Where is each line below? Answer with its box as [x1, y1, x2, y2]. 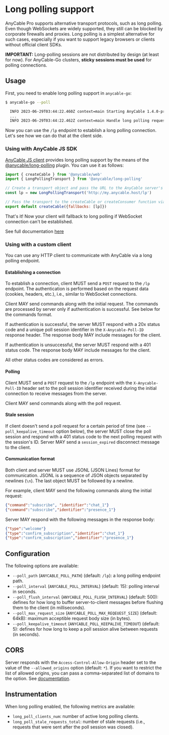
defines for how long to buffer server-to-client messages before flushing [12, 599, 163, 606]
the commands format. [5, 311, 53, 318]
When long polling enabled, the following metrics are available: [5, 703, 135, 709]
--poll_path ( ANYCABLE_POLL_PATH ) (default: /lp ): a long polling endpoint [12, 573, 161, 579]
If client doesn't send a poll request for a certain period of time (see [5, 423, 146, 429]
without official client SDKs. [5, 41, 62, 47]
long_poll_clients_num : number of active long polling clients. [12, 713, 139, 719]
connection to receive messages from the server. [5, 390, 107, 396]
